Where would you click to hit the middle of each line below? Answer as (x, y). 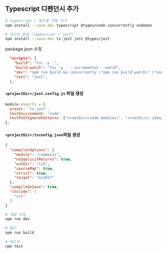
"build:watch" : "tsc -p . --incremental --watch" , (68, 68)
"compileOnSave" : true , (34, 187)
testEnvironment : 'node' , (37, 113)
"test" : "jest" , (31, 77)
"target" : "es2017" (34, 178)
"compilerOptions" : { (32, 150)
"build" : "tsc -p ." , (36, 63)
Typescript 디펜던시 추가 (42, 9)
